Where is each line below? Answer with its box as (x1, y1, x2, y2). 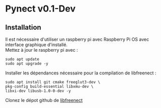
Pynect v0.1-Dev (5, 3, 76, 15)
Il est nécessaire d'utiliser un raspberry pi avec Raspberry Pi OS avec (5, 36, 149, 42)
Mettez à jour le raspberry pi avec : (5, 47, 78, 53)
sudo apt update (5, 57, 39, 62)
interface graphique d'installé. (5, 42, 68, 48)
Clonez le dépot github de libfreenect (5, 97, 83, 103)
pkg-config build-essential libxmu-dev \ (5, 84, 94, 89)
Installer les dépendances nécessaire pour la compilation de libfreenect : (5, 70, 156, 76)
